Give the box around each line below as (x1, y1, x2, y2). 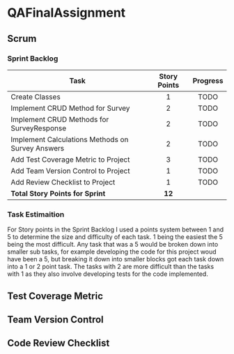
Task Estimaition (7, 209, 65, 219)
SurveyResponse (10, 123, 67, 133)
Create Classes (10, 92, 61, 102)
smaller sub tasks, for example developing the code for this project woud (7, 247, 217, 256)
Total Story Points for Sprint (10, 188, 106, 198)
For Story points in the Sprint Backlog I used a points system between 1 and (7, 225, 224, 234)
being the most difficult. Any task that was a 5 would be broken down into (7, 240, 219, 249)
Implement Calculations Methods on (10, 134, 129, 144)
